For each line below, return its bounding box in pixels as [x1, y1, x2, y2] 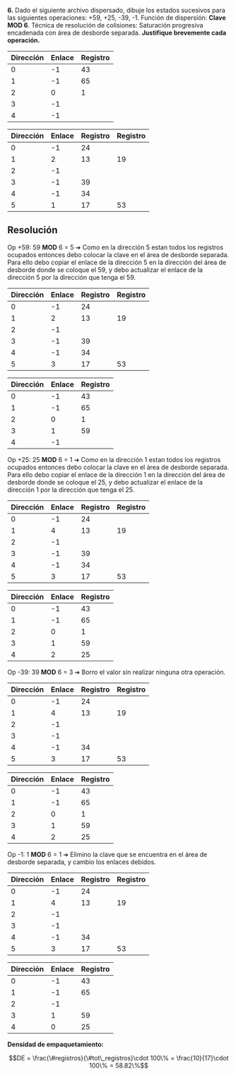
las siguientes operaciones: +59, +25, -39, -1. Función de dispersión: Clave [7, 13, 226, 22]
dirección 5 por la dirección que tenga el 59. [7, 273, 136, 281]
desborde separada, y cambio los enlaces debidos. [7, 858, 157, 866]
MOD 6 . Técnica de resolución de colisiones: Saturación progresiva [7, 21, 203, 29]
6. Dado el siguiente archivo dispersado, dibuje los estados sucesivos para [7, 6, 226, 14]
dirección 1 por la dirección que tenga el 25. [7, 485, 135, 494]
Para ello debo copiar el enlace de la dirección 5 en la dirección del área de [7, 258, 227, 266]
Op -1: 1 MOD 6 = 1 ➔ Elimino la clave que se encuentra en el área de [7, 850, 208, 858]
